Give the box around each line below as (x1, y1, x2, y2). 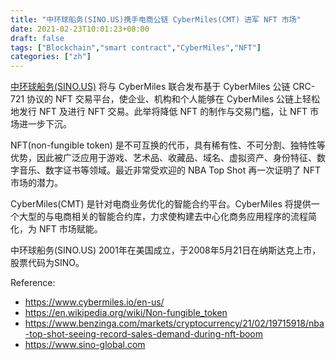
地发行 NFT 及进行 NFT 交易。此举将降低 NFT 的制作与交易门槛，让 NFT (10, 106, 308, 118)
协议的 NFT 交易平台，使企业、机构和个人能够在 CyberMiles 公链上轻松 (26, 93, 321, 105)
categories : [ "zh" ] (10, 52, 92, 62)
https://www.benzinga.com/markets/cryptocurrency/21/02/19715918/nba (24, 317, 325, 330)
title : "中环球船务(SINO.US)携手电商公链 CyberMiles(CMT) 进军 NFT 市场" (10, 14, 302, 25)
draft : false (10, 33, 65, 43)
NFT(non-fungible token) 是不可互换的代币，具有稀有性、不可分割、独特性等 (10, 139, 326, 151)
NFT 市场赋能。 (38, 223, 103, 235)
